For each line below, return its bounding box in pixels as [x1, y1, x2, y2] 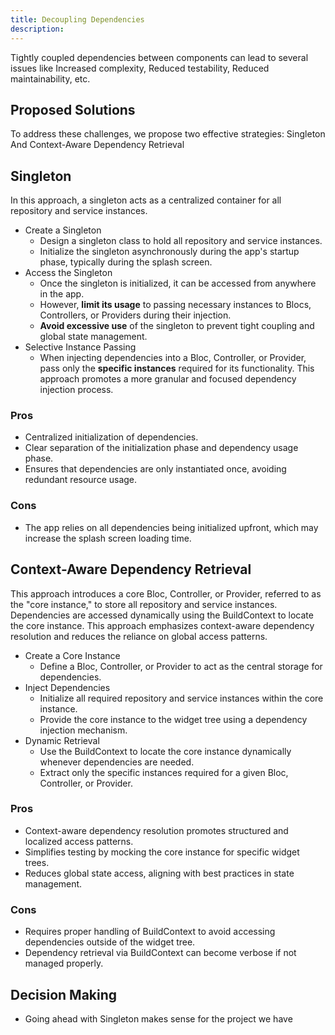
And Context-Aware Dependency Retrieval [10, 139, 185, 151]
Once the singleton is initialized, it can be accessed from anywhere [39, 277, 317, 290]
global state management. [39, 331, 148, 343]
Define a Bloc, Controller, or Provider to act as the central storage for [39, 660, 323, 672]
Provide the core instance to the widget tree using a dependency [39, 713, 308, 725]
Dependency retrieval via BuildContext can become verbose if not [24, 947, 297, 959]
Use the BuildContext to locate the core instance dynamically [39, 745, 292, 757]
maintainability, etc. [10, 72, 91, 85]
